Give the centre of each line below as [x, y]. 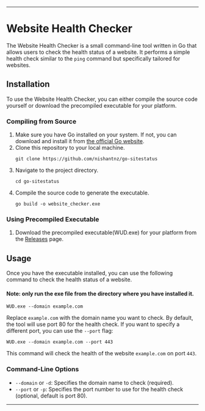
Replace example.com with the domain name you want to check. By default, [100, 318]
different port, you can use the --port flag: [60, 331]
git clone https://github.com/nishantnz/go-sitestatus [86, 159]
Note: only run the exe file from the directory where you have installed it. [100, 294]
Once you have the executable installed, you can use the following [90, 273]
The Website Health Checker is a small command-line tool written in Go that [102, 45]
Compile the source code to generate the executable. [82, 193]
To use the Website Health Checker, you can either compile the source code [102, 99]
